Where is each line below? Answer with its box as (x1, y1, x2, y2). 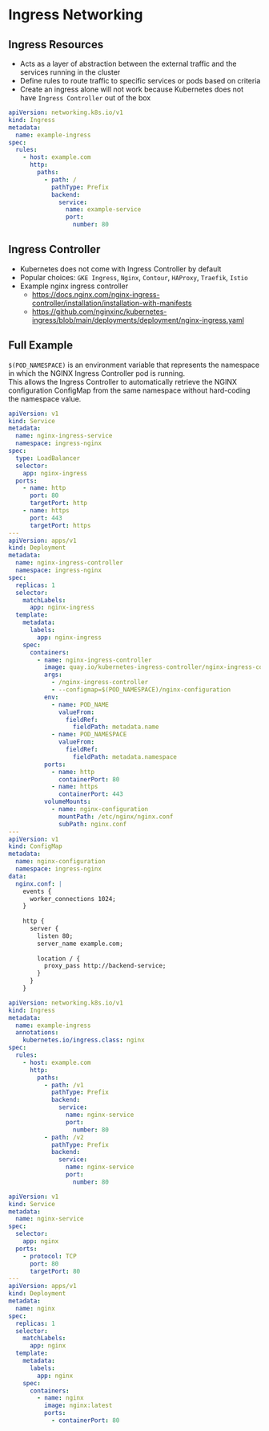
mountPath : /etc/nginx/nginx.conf (58, 813, 174, 821)
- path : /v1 (43, 1081, 84, 1089)
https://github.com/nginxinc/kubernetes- (31, 307, 167, 316)
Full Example (8, 339, 74, 353)
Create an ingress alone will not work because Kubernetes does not (19, 84, 244, 94)
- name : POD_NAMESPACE (50, 731, 127, 739)
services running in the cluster (19, 67, 121, 77)
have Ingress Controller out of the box (19, 93, 151, 102)
